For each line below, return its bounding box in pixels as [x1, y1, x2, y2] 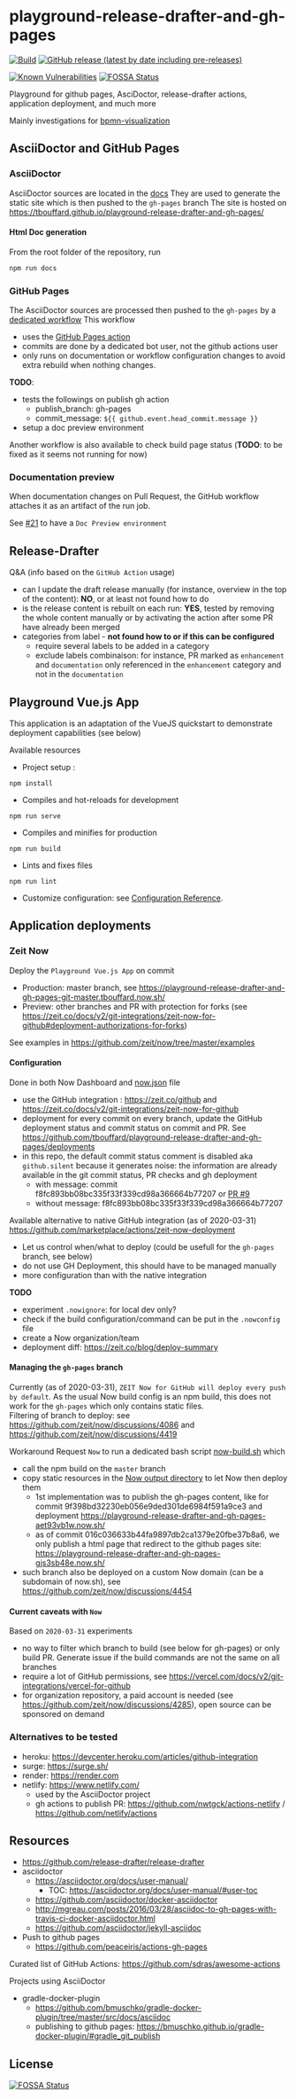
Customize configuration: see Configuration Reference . [21, 893, 224, 903]
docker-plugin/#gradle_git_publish [34, 2031, 161, 2041]
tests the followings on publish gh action [21, 394, 170, 404]
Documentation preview [9, 471, 115, 483]
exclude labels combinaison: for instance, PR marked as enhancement [34, 650, 285, 661]
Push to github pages [21, 1932, 100, 1943]
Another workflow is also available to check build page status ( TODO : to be [9, 440, 283, 449]
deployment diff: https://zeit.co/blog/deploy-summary [21, 1341, 219, 1353]
